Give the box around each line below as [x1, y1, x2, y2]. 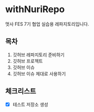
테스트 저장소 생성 [12, 101, 48, 107]
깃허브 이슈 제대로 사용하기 [12, 70, 66, 77]
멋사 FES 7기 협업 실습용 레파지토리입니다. [5, 21, 89, 27]
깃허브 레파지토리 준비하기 [12, 52, 65, 58]
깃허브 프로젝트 [12, 58, 43, 64]
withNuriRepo [5, 4, 65, 15]
